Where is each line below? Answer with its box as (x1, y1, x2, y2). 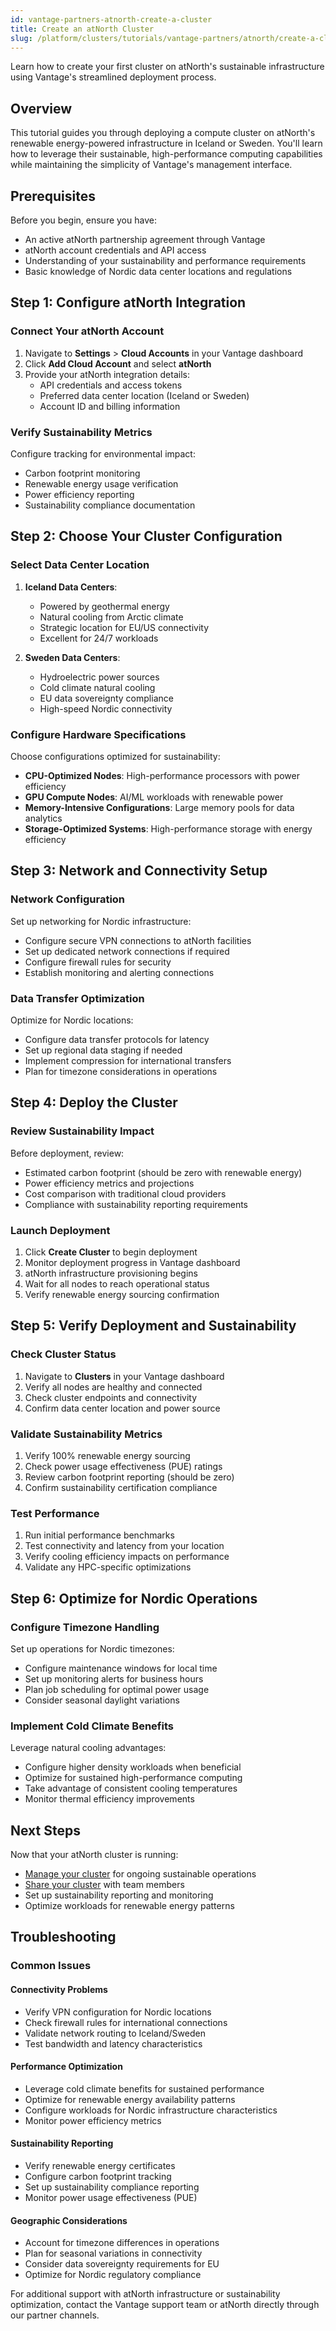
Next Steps (10, 1822, 81, 1839)
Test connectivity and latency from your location (24, 1540, 225, 1552)
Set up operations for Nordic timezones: (10, 1642, 175, 1655)
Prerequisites (10, 187, 96, 205)
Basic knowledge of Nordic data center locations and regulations (24, 266, 293, 277)
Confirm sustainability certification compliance (24, 1481, 218, 1493)
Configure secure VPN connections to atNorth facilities (24, 934, 252, 946)
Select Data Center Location (10, 558, 150, 572)
